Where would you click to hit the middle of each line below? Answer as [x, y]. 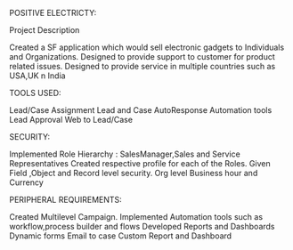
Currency [27, 182]
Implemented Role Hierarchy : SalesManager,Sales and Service [125, 154]
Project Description [45, 30]
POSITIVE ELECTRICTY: [53, 13]
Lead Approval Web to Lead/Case [71, 120]
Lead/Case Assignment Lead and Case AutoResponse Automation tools [141, 110]
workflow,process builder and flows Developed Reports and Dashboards [142, 226]
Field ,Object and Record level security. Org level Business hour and [134, 173]
